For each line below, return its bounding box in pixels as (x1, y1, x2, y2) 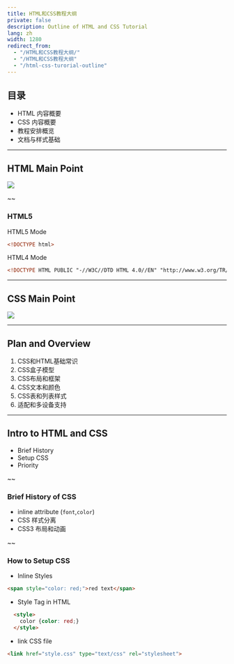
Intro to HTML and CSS (7, 428, 108, 440)
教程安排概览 (17, 127, 54, 135)
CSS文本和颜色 (17, 383, 61, 391)
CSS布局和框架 (17, 374, 61, 383)
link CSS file (17, 637, 52, 645)
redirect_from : (7, 43, 52, 49)
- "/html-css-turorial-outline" (13, 62, 108, 69)
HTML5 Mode (7, 227, 47, 236)
